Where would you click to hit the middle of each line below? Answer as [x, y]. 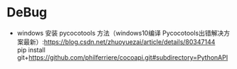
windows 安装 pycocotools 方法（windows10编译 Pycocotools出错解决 [120, 33]
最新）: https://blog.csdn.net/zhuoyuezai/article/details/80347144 [119, 42]
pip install [31, 50]
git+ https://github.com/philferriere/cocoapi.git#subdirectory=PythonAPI [122, 57]
